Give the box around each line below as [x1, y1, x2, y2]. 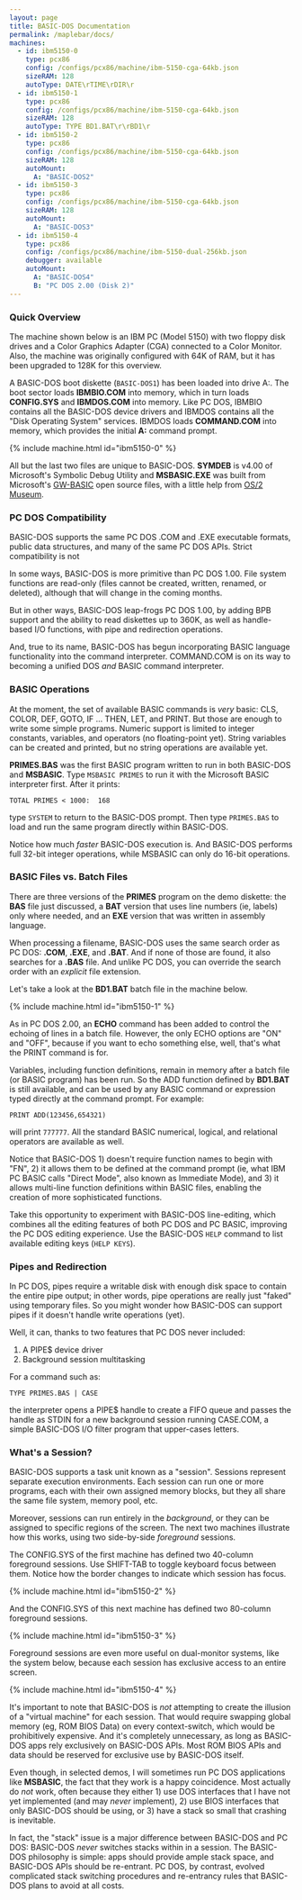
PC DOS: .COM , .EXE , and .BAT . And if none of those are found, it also [9, 946, 271, 957]
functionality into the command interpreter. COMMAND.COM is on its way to [9, 651, 291, 662]
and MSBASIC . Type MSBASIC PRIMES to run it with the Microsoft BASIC [9, 769, 270, 780]
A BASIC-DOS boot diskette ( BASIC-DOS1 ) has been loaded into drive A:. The [9, 377, 289, 388]
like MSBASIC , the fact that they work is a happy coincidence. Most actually [9, 1777, 291, 1787]
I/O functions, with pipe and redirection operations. [34, 624, 223, 635]
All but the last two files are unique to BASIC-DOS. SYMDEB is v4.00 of [9, 460, 273, 471]
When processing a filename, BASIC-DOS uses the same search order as [9, 937, 280, 948]
